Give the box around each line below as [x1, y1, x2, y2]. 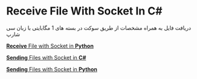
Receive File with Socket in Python [6, 42, 94, 49]
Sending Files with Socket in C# [6, 54, 86, 61]
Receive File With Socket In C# [6, 4, 163, 18]
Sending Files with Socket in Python [6, 65, 98, 73]
